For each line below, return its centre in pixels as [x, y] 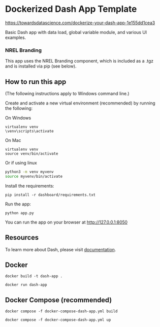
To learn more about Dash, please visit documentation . [61, 249]
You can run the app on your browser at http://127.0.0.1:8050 [66, 222]
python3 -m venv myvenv [30, 172]
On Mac [13, 140]
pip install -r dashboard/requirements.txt [50, 195]
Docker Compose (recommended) [59, 300]
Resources [22, 238]
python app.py [20, 213]
